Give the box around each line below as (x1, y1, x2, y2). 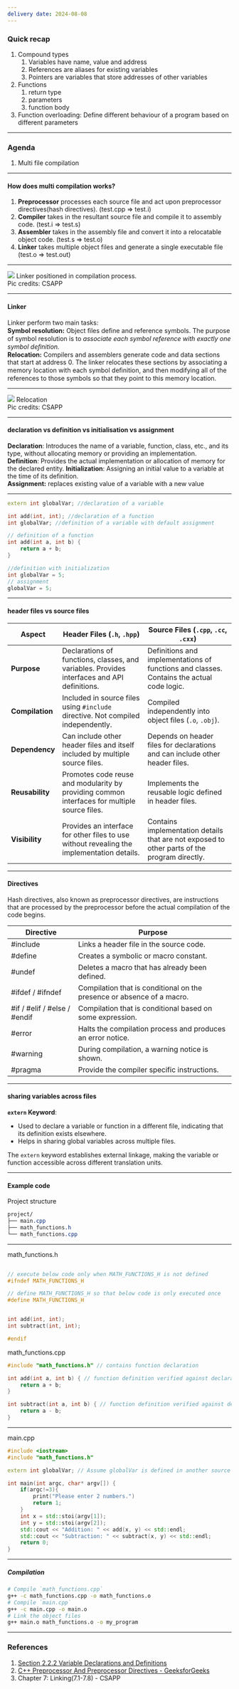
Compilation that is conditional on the (78, 983, 203, 993)
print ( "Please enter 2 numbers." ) (33, 1493, 135, 1500)
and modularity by (62, 778, 123, 788)
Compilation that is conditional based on (78, 1003, 213, 1013)
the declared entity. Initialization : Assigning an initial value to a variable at (7, 464, 224, 473)
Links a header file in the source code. (78, 939, 206, 949)
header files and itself (62, 740, 135, 749)
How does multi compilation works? (7, 181, 116, 190)
